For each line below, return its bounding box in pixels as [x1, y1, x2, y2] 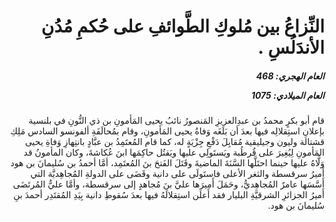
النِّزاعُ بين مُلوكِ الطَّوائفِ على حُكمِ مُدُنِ [40, 15, 325, 38]
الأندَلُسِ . [257, 36, 325, 59]
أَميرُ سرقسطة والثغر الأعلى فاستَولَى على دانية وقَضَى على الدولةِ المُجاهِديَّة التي [30, 168, 325, 180]
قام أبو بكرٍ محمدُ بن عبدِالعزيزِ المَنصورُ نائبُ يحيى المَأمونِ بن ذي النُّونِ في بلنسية [28, 115, 325, 127]
